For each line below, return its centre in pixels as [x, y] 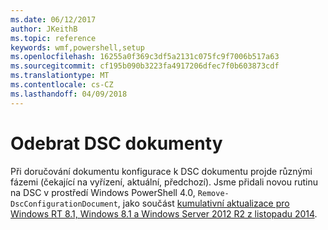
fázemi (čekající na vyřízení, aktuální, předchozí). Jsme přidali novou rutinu [164, 182]
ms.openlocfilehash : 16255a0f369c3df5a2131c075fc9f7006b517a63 [145, 57]
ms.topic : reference [53, 38]
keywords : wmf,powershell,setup [77, 47]
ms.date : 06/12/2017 [53, 19]
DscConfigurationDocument [64, 204]
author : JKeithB [44, 29]
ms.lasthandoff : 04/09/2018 [69, 94]
